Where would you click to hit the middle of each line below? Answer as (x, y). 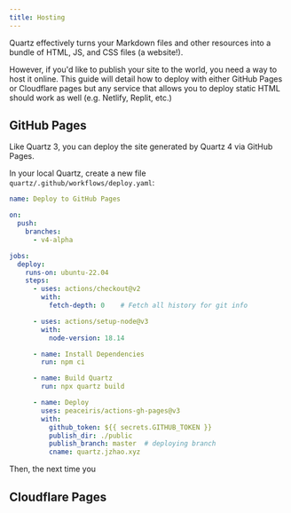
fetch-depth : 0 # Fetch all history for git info (148, 306)
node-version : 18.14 (87, 338)
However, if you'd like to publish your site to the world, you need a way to (143, 69)
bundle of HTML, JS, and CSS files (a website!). (96, 52)
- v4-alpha (53, 240)
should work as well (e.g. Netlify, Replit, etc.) (91, 98)
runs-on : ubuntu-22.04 (67, 272)
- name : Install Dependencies (88, 354)
